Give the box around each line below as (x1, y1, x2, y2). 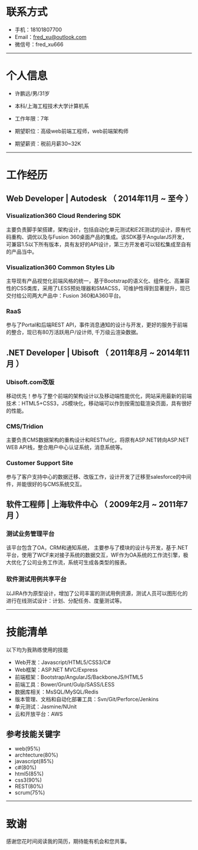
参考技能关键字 (6, 729, 61, 739)
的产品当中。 (6, 248, 37, 255)
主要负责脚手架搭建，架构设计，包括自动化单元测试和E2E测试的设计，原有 (6, 225, 186, 233)
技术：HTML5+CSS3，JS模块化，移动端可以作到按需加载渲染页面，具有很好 (6, 400, 192, 407)
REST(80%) (14, 783, 44, 790)
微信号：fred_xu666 (14, 41, 64, 48)
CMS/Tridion (6, 422, 44, 430)
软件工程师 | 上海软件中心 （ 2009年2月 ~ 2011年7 (6, 499, 189, 509)
